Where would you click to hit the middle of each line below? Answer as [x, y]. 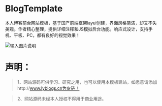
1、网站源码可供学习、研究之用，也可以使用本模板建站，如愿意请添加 [87, 82]
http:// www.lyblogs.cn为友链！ [48, 88]
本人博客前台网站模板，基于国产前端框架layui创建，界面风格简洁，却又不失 [81, 23]
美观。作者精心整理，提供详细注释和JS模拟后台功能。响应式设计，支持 [77, 29]
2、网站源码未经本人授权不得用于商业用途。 [62, 99]
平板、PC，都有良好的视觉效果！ [47, 35]
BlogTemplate [34, 9]
